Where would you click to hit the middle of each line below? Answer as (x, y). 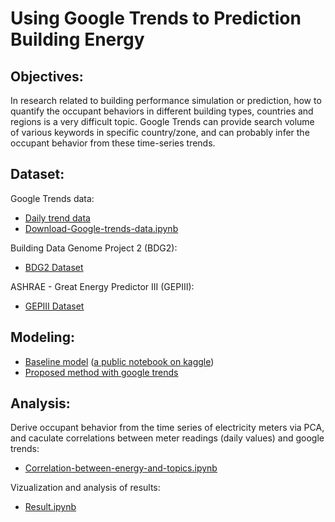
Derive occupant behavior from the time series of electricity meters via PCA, (167, 428)
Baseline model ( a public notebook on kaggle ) (119, 361)
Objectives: (47, 76)
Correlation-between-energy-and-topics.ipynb (121, 468)
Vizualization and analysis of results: (85, 488)
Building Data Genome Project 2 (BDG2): (94, 248)
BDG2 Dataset (54, 267)
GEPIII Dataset (54, 306)
